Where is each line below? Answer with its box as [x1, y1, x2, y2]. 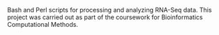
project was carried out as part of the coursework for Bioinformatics [7, 13, 204, 21]
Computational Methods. [7, 21, 79, 28]
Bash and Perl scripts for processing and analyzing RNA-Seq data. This [7, 6, 212, 14]
